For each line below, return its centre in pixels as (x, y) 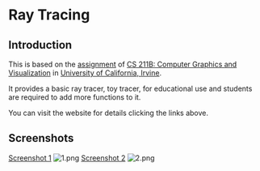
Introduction (40, 45)
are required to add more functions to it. (75, 97)
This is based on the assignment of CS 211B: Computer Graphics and (123, 64)
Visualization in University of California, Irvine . (85, 73)
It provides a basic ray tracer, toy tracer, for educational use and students (130, 88)
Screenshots (41, 138)
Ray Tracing (49, 15)
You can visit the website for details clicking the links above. (108, 113)
